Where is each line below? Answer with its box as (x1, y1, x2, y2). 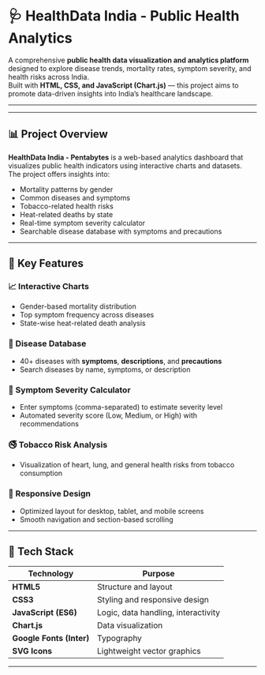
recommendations (19, 419, 79, 429)
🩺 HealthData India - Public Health (8, 7, 240, 25)
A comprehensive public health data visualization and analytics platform (8, 55, 249, 65)
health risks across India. (8, 72, 89, 81)
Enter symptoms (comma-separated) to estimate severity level (19, 403, 223, 412)
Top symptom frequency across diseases (19, 310, 155, 320)
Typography (97, 633, 142, 644)
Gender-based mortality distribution (19, 302, 136, 311)
